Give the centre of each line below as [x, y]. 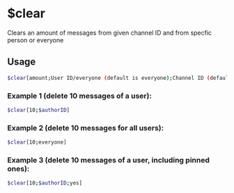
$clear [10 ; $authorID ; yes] [45, 183]
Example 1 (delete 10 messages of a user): [79, 96]
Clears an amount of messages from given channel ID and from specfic [110, 33]
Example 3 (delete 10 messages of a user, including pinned [109, 160]
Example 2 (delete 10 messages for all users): [86, 128]
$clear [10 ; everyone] [37, 142]
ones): [18, 169]
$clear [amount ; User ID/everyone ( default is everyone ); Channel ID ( [109, 78]
